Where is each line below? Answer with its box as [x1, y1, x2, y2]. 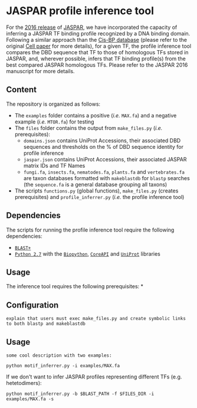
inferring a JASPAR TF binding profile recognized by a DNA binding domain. [6, 30, 191, 37]
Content [6, 84, 37, 95]
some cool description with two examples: [6, 352, 112, 358]
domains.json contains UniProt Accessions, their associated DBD [23, 137, 181, 144]
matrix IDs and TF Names [23, 162, 86, 169]
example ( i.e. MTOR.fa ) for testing [14, 118, 94, 125]
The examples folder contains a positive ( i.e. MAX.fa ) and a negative [14, 112, 177, 119]
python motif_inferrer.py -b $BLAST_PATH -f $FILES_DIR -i [6, 391, 155, 397]
